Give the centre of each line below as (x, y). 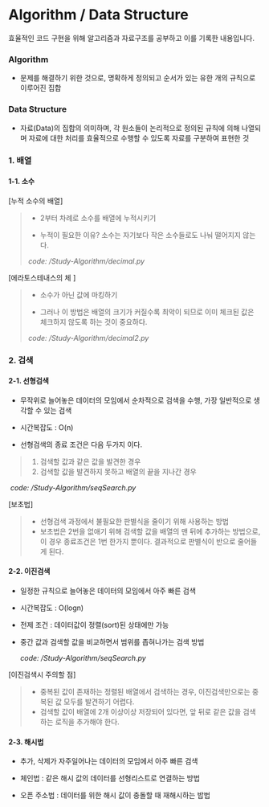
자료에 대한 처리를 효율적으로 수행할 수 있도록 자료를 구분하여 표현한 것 (139, 137)
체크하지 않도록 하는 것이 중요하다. (94, 322)
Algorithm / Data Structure (98, 15)
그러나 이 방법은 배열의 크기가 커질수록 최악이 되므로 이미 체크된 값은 (147, 312)
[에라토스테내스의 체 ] (42, 277)
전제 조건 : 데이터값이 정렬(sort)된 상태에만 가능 (94, 625)
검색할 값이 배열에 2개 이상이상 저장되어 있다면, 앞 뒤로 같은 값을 (141, 711)
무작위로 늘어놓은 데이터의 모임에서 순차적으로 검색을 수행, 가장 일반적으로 (136, 400)
